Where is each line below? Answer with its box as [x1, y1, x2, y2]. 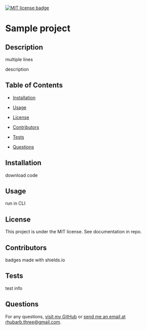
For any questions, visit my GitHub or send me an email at [5, 313, 126, 319]
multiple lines [5, 57, 33, 62]
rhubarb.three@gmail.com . [5, 319, 62, 325]
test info [5, 285, 23, 291]
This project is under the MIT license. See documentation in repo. [5, 229, 142, 235]
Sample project [5, 23, 71, 34]
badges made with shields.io [5, 257, 65, 263]
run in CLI [5, 200, 26, 206]
